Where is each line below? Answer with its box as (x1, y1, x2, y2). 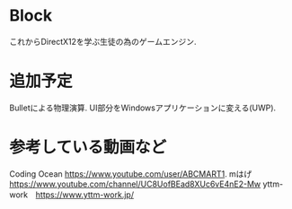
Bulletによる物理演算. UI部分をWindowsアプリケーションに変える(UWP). (9, 102, 277, 113)
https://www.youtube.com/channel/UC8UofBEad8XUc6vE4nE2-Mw (9, 179, 261, 189)
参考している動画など (9, 137, 167, 158)
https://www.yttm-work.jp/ (35, 189, 135, 200)
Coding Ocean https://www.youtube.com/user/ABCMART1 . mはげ (9, 168, 252, 179)
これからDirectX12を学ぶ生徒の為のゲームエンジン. (9, 36, 197, 47)
